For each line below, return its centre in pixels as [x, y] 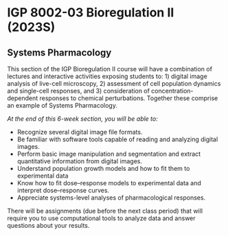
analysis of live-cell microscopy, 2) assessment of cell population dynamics [114, 83]
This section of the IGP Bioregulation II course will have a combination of [110, 69]
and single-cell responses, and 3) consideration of [78, 91]
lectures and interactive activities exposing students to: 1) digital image [107, 76]
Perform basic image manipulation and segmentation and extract [109, 154]
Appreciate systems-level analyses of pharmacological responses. [111, 198]
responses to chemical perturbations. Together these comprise [129, 98]
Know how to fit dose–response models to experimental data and [109, 183]
